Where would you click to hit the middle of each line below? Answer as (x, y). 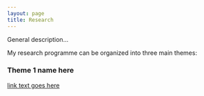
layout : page (26, 13)
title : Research (30, 20)
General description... (38, 39)
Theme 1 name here (41, 71)
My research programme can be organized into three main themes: (102, 53)
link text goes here (33, 85)
